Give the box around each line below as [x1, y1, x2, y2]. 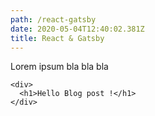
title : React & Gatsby [10, 33, 105, 43]
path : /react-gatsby [10, 14, 97, 25]
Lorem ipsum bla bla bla [10, 61, 109, 73]
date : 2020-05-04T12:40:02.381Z [10, 24, 145, 34]
